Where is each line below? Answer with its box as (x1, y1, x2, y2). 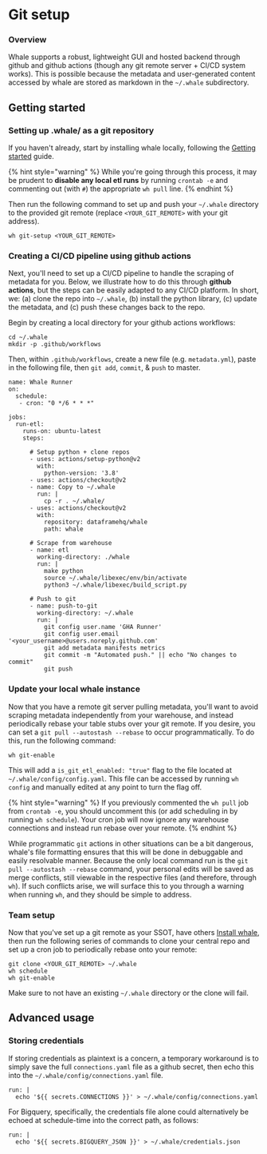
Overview (8, 34, 47, 46)
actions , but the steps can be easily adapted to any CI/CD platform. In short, (8, 285, 259, 295)
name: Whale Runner (8, 378, 73, 387)
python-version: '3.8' (43, 469, 120, 477)
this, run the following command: (8, 735, 116, 745)
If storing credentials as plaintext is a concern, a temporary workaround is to (8, 1053, 259, 1063)
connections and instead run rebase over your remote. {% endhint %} (8, 823, 238, 833)
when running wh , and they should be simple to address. (8, 889, 192, 899)
